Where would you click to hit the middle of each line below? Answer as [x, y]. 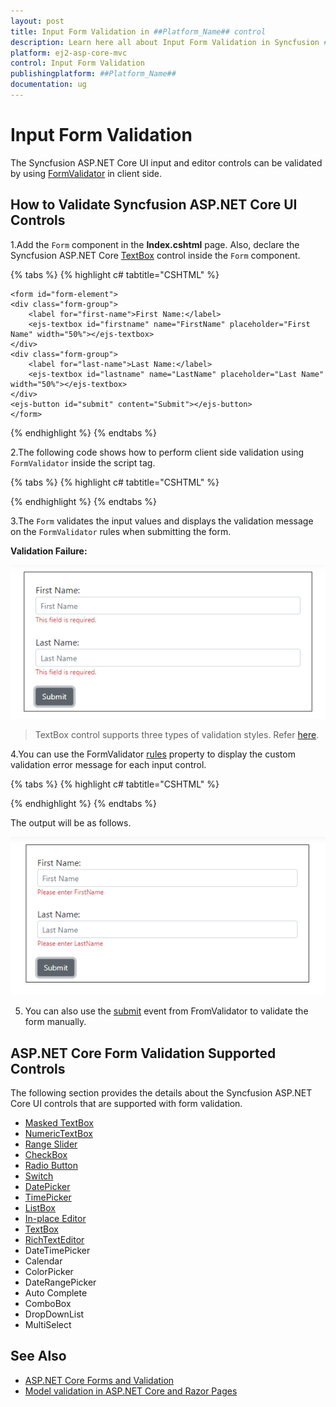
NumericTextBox [58, 1133]
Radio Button [51, 1165]
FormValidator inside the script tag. [83, 462]
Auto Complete [56, 1292]
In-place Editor [55, 1218]
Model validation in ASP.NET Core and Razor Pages [131, 1391]
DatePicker [47, 1186]
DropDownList [54, 1314]
